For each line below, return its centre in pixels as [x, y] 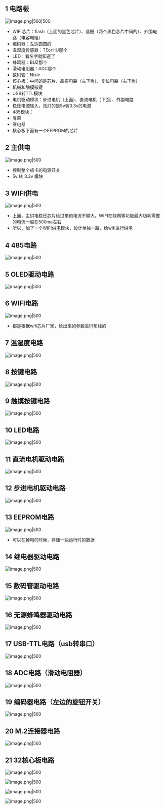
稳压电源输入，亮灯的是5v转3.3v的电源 [52, 106]
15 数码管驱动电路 [32, 586]
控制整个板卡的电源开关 [36, 170]
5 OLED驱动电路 [30, 274]
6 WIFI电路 [22, 303]
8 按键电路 [21, 372]
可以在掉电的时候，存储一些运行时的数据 [53, 539]
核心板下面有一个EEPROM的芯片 [45, 130]
